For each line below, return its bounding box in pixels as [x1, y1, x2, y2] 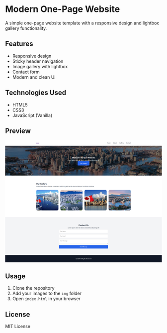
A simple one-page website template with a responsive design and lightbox [5, 20, 159, 26]
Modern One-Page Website [5, 3, 120, 15]
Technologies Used [5, 89, 66, 97]
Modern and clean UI [12, 74, 56, 80]
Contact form [12, 69, 40, 75]
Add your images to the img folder [12, 290, 82, 297]
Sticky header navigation [12, 58, 64, 64]
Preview [5, 126, 31, 135]
